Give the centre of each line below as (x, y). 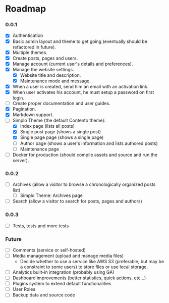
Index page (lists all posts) (47, 126)
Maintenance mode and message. (55, 81)
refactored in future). (34, 47)
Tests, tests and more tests (41, 226)
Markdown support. (33, 115)
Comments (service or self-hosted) (49, 250)
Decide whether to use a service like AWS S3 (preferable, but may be (92, 261)
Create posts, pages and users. (45, 58)
